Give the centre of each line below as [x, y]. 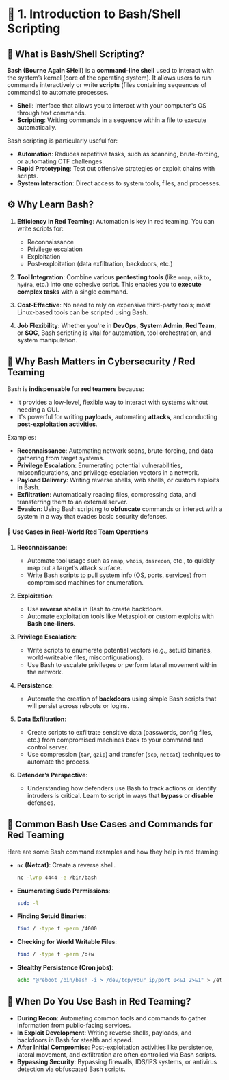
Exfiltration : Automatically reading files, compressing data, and [106, 494]
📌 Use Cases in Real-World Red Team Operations [78, 532]
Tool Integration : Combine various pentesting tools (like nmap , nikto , [114, 277]
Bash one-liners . [51, 623]
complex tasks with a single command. [72, 292]
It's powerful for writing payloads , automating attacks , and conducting [117, 416]
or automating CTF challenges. [60, 161]
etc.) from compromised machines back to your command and [115, 740]
